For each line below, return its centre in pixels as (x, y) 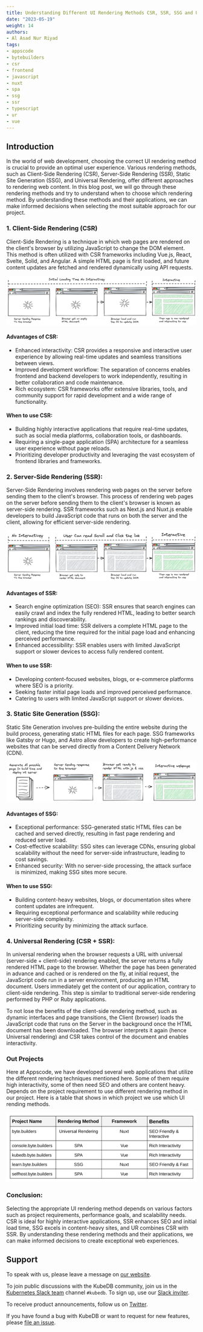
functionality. (31, 401)
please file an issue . (31, 1322)
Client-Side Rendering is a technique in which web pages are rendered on (98, 242)
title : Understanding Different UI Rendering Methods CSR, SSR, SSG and (100, 13)
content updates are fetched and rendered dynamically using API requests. (100, 267)
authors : (17, 32)
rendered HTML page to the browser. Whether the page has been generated (101, 967)
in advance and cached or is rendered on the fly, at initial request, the (93, 973)
